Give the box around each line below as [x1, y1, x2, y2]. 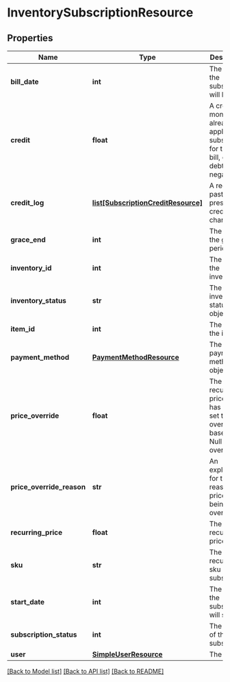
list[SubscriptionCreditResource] [92, 198, 203, 207]
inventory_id [10, 263, 52, 273]
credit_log [10, 198, 44, 207]
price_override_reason [10, 482, 86, 492]
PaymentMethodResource [92, 352, 179, 362]
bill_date [10, 77, 39, 87]
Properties [7, 32, 53, 44]
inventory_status [10, 296, 67, 305]
